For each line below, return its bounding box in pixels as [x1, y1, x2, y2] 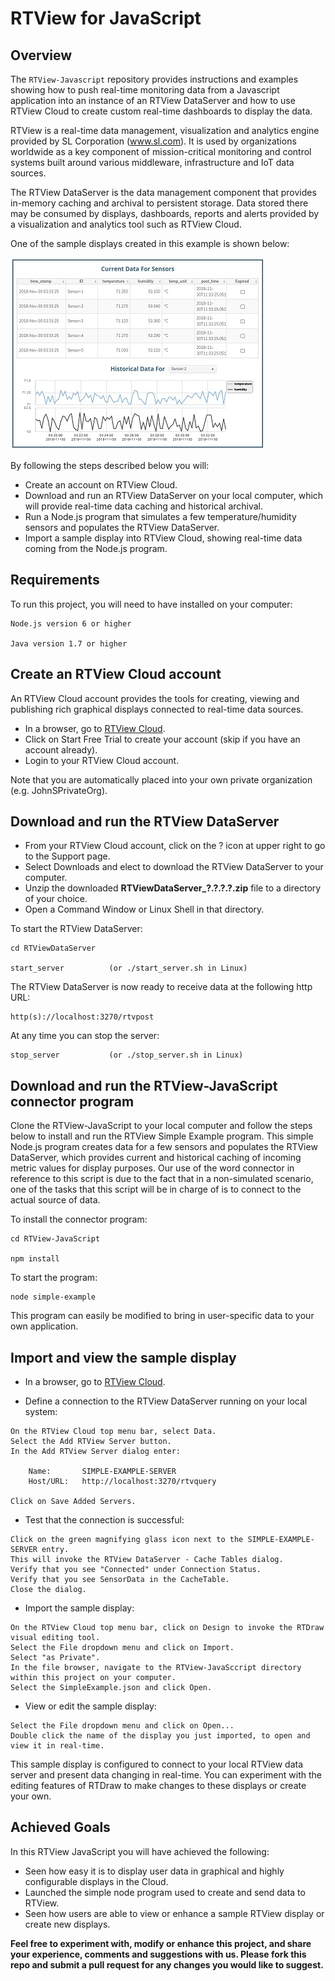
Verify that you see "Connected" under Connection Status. [10, 1565, 262, 1575]
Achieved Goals [10, 1819, 111, 1836]
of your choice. [24, 893, 88, 905]
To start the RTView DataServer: [10, 923, 143, 935]
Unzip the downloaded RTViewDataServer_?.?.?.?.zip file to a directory [24, 882, 322, 894]
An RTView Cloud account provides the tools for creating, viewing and [10, 692, 300, 704]
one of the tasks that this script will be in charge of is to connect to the [10, 1183, 302, 1196]
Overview [10, 47, 73, 64]
